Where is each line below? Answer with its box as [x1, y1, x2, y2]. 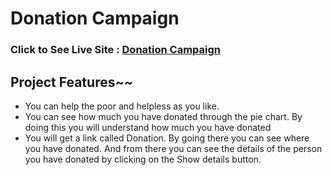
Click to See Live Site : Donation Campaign [10, 43, 222, 57]
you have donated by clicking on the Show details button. [24, 153, 262, 165]
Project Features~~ [10, 73, 133, 91]
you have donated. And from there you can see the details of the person [24, 142, 323, 154]
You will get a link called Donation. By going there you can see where [24, 132, 310, 144]
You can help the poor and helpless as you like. [24, 100, 220, 112]
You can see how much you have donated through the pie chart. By [24, 110, 303, 122]
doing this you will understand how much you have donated [24, 121, 272, 133]
